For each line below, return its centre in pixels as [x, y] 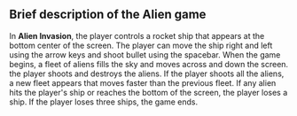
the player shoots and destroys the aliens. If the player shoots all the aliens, [147, 73]
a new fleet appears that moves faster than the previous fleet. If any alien [143, 82]
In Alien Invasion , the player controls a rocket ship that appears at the [137, 35]
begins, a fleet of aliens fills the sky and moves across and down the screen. [149, 64]
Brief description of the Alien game [108, 15]
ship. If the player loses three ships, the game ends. [104, 102]
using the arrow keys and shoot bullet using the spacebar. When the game [145, 54]
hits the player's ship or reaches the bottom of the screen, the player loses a [148, 92]
